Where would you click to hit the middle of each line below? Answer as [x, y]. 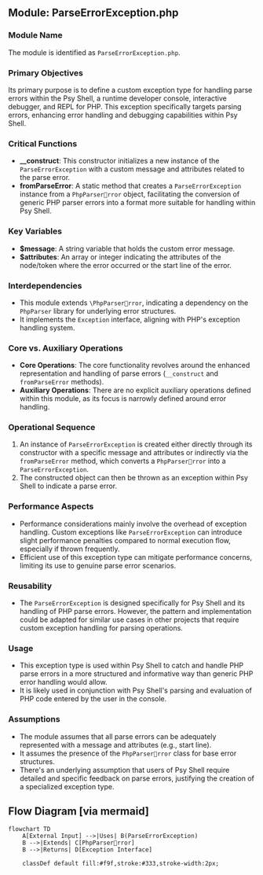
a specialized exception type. [67, 786]
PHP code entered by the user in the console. [93, 699]
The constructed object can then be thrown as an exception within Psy [134, 478]
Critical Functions [43, 143]
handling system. [47, 327]
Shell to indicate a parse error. [68, 486]
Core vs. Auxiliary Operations [66, 347]
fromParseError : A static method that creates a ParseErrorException [130, 186]
